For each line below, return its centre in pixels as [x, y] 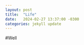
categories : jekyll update [33, 24]
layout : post [19, 10]
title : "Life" [21, 14]
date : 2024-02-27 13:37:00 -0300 [42, 19]
